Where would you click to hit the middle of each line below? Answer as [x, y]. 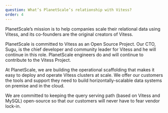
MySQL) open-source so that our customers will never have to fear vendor [83, 100]
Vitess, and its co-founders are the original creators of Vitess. [69, 34]
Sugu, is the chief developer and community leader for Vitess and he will [81, 49]
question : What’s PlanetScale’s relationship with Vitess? [69, 10]
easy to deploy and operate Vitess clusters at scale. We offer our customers [84, 75]
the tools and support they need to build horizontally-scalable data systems [84, 80]
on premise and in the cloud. [35, 85]
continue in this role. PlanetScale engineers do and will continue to [74, 54]
